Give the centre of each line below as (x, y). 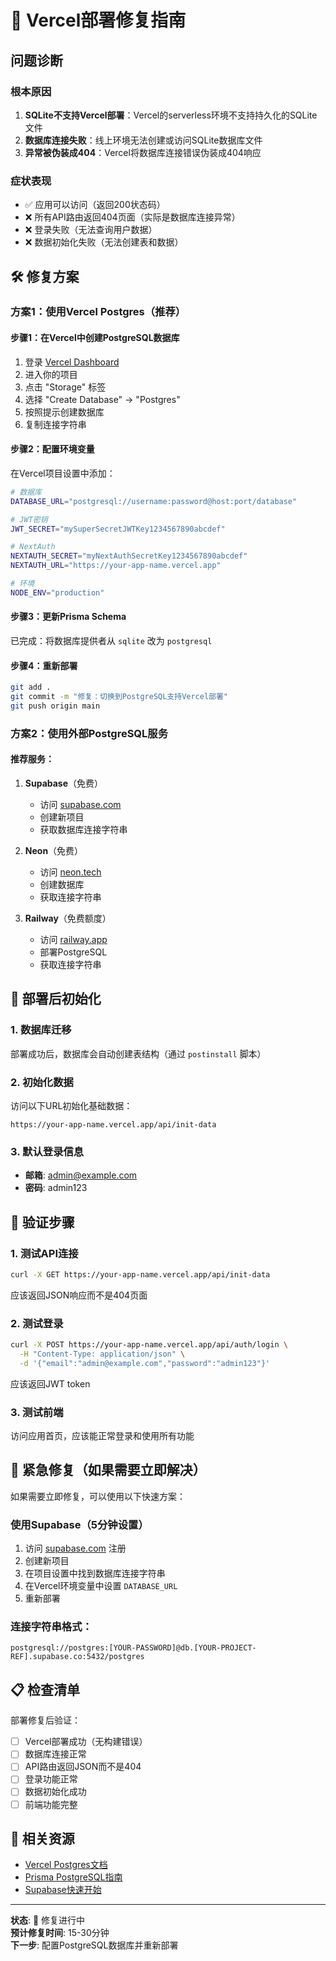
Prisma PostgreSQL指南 (73, 1877)
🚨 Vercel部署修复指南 (98, 20)
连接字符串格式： (51, 1627)
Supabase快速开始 (63, 1890)
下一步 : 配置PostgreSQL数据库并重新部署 (94, 1945)
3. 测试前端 (37, 1412)
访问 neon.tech (70, 872)
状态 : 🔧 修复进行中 (48, 1920)
